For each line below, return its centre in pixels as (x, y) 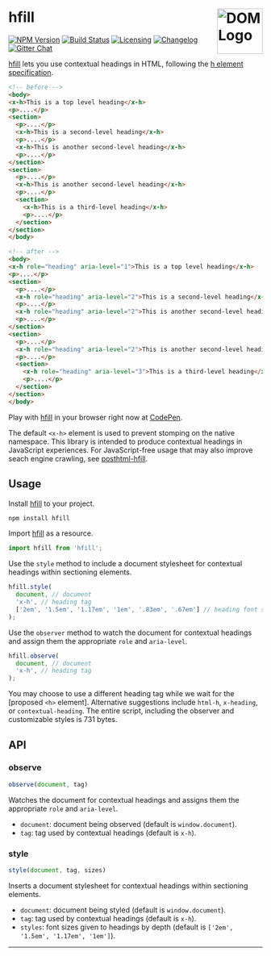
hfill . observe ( (34, 656)
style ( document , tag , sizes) (57, 870)
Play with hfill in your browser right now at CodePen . (96, 417)
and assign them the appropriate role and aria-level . (98, 641)
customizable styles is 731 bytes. (63, 720)
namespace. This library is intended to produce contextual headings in (125, 441)
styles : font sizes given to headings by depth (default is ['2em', (127, 927)
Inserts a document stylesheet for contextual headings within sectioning (128, 885)
